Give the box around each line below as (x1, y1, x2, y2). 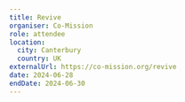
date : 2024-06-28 (9, 71, 74, 80)
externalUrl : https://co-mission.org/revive (9, 63, 177, 72)
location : (9, 37, 46, 47)
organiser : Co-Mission (9, 21, 93, 30)
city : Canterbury (17, 46, 82, 55)
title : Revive (9, 12, 62, 22)
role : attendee (9, 29, 66, 38)
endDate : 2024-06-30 (9, 79, 86, 88)
